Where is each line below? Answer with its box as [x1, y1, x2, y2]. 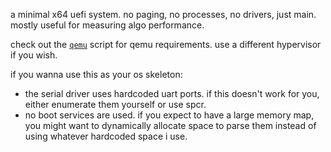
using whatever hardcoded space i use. [24, 130, 188, 142]
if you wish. [10, 49, 58, 61]
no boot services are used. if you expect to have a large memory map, [24, 109, 315, 121]
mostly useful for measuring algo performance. [10, 19, 205, 31]
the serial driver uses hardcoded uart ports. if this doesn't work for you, [24, 88, 320, 99]
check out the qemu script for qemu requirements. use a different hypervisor [10, 39, 322, 50]
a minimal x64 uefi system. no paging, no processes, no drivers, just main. [10, 9, 317, 20]
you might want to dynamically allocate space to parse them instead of [24, 120, 317, 131]
